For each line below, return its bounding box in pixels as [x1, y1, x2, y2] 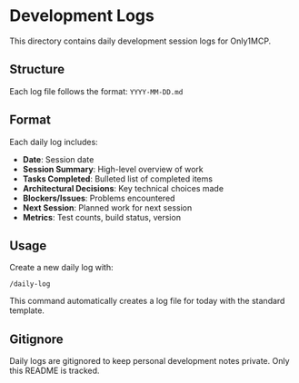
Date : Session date [22, 153, 95, 164]
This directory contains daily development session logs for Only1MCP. [9, 35, 272, 46]
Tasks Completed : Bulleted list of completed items [22, 173, 214, 184]
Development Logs [9, 5, 154, 26]
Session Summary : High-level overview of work [22, 163, 204, 174]
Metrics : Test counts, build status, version [22, 211, 182, 222]
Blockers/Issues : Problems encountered [22, 192, 175, 203]
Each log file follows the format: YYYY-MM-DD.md [9, 85, 184, 96]
